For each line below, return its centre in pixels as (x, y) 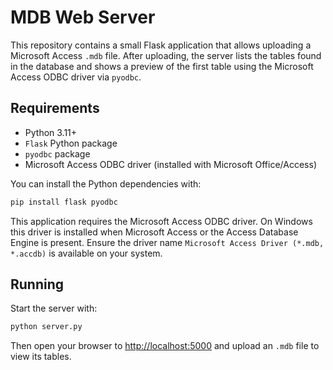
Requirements (55, 108)
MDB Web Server (83, 17)
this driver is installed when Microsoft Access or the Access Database (154, 232)
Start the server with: (54, 308)
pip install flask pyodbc (64, 202)
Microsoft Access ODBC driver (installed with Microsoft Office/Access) (170, 164)
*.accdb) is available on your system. (86, 253)
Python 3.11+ (51, 132)
